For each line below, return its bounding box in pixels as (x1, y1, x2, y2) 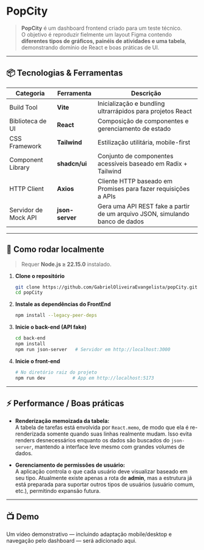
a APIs (97, 192, 117, 200)
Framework (9, 142, 42, 150)
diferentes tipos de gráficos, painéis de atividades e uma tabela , (21, 37, 187, 44)
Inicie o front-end (15, 357, 61, 364)
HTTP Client (9, 184, 44, 193)
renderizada (15, 430, 46, 437)
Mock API (9, 213, 37, 221)
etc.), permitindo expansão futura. (15, 487, 101, 495)
